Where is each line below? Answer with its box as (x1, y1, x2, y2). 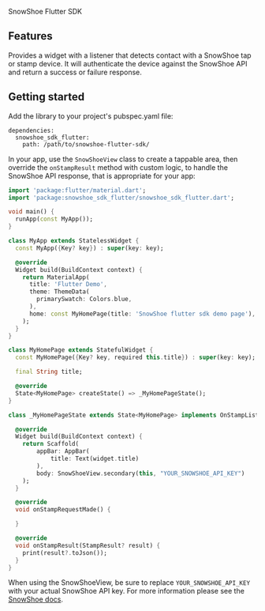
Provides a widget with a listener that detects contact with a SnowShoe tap (8, 51, 252, 60)
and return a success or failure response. (8, 67, 142, 77)
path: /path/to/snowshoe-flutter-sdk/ (22, 140, 150, 149)
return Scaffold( (22, 440, 80, 448)
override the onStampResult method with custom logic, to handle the (8, 162, 229, 172)
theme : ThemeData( (28, 288, 90, 296)
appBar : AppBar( (36, 447, 90, 455)
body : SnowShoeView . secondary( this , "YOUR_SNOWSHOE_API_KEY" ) (36, 470, 245, 477)
